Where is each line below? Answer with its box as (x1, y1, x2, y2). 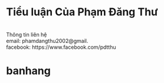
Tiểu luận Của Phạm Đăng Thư (6, 5, 158, 19)
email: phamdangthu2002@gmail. (6, 37, 88, 44)
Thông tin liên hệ (6, 31, 47, 38)
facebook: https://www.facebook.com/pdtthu (6, 44, 116, 51)
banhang (6, 64, 51, 78)
